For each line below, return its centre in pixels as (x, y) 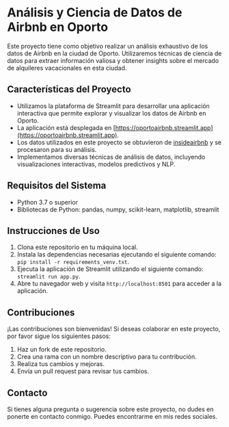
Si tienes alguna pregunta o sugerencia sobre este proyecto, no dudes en (110, 409)
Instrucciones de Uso (54, 231)
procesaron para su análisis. (57, 149)
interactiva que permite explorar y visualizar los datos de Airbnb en (111, 113)
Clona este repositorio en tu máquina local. (77, 247)
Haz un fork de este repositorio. (62, 350)
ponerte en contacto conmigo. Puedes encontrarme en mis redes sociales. (112, 416)
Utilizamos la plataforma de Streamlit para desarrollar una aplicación (113, 106)
